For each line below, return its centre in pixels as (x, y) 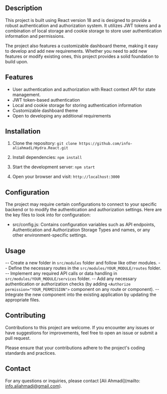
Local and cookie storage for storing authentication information (77, 105)
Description (24, 8)
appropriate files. (23, 300)
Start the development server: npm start (54, 167)
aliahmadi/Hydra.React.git (40, 148)
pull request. (18, 338)
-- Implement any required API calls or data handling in (61, 273)
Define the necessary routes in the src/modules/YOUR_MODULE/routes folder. (85, 268)
